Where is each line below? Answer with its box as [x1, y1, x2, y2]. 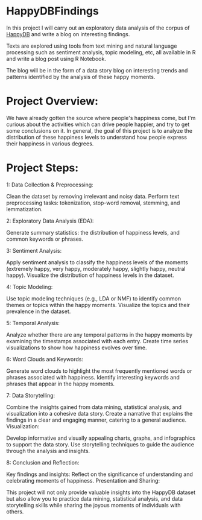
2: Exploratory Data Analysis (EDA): [6, 217, 94, 224]
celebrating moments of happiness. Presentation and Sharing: [6, 477, 160, 484]
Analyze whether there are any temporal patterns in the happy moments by [6, 331, 193, 338]
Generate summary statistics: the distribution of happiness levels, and [6, 229, 180, 236]
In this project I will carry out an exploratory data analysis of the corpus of [6, 24, 190, 31]
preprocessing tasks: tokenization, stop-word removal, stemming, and [6, 199, 180, 206]
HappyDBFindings [6, 4, 99, 18]
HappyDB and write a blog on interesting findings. [6, 30, 130, 37]
